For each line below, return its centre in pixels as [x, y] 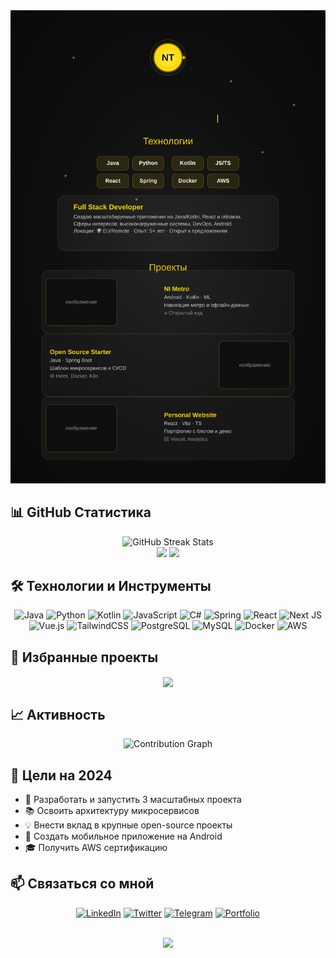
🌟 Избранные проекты [84, 657]
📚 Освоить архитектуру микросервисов [112, 810]
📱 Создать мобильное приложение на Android [123, 836]
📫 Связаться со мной [82, 884]
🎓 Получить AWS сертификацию [96, 847]
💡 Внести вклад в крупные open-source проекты [128, 825]
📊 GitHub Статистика [81, 512]
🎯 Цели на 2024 [61, 775]
